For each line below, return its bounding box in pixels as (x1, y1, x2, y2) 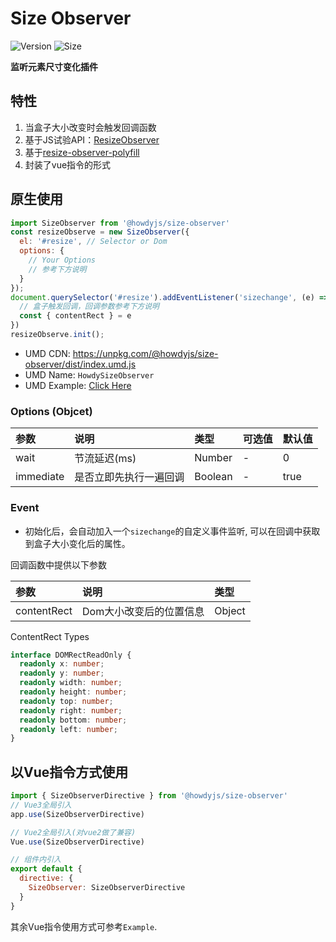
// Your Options (28, 255, 97, 266)
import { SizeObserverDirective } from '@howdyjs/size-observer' (10, 791, 288, 801)
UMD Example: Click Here (24, 379, 132, 391)
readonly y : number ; (19, 668, 105, 679)
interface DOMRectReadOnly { (10, 650, 132, 660)
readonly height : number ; (19, 687, 128, 697)
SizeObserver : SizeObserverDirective (28, 883, 186, 893)
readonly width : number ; (19, 678, 123, 688)
